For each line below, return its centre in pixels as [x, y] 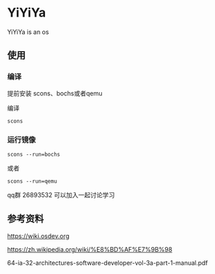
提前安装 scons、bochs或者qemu [55, 93]
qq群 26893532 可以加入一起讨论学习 [61, 194]
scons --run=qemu [32, 181]
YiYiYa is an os [28, 32]
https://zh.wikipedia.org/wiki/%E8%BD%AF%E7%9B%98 [90, 249]
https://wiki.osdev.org [38, 236]
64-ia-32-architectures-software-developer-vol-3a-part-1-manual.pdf [108, 263]
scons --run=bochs [34, 154]
